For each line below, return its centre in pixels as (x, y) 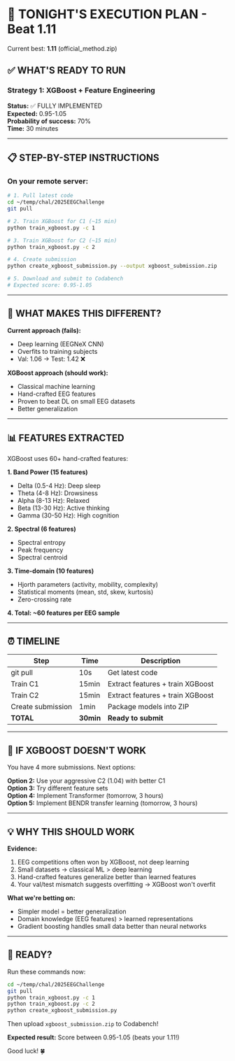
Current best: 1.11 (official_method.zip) (62, 48)
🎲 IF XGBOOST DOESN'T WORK (77, 750)
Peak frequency (40, 550)
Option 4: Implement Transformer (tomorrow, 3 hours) (85, 796)
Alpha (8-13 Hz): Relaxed (53, 500)
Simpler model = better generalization (72, 911)
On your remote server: (48, 181)
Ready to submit (135, 718)
